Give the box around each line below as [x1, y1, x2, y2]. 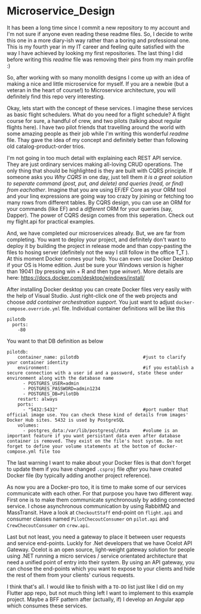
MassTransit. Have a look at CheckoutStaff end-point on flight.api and [7, 509, 183, 516]
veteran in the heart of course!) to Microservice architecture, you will [7, 86, 176, 93]
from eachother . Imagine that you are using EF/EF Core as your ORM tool [7, 186, 187, 193]
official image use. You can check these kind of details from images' [7, 412, 188, 418]
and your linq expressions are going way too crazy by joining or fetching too [7, 192, 194, 199]
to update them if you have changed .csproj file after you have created [7, 465, 183, 473]
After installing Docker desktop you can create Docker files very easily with [7, 286, 191, 293]
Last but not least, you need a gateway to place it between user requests [7, 533, 185, 540]
